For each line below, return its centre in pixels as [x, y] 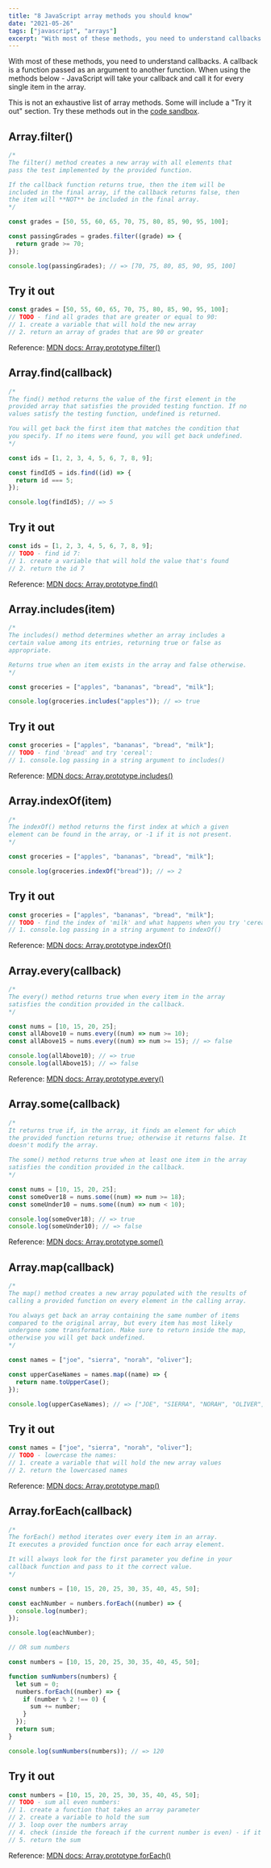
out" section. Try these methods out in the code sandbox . [104, 111]
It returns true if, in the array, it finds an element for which [122, 1130]
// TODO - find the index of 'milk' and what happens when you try [124, 922]
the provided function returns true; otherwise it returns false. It [128, 1138]
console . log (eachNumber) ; [52, 1633]
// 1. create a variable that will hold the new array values [115, 1463]
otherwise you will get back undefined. [77, 1338]
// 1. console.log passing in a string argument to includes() [117, 760]
